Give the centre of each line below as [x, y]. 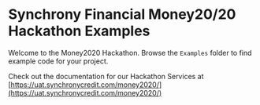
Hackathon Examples [79, 31]
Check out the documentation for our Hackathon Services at [106, 76]
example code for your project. [58, 61]
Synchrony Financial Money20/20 [122, 14]
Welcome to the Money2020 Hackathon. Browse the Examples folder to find [130, 52]
